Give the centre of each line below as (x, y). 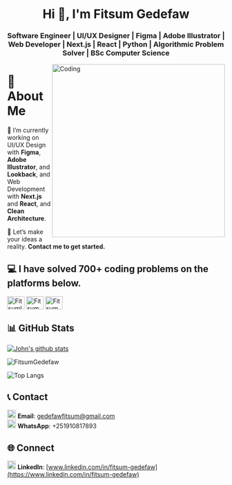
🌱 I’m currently (28, 130)
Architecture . (27, 219)
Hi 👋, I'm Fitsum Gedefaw (116, 14)
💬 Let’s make (25, 232)
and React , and (29, 204)
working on (23, 138)
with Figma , (24, 152)
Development (26, 189)
